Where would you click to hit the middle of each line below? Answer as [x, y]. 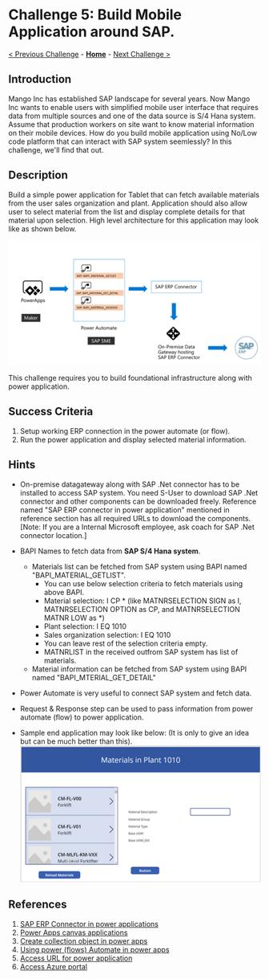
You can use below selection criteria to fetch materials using [143, 583]
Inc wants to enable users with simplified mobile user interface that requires [133, 107]
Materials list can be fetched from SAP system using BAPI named [139, 566]
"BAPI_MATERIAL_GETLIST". [79, 575]
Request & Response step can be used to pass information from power [137, 708]
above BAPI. [64, 592]
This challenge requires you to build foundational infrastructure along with [130, 378]
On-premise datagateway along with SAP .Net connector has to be [130, 484]
